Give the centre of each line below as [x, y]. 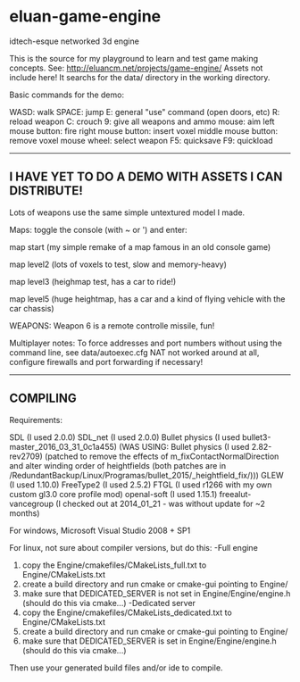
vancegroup [31, 503]
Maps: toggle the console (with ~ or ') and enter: [98, 229]
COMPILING [43, 399]
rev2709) [26, 456]
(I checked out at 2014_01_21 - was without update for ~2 [160, 503]
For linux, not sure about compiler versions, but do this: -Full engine [134, 547]
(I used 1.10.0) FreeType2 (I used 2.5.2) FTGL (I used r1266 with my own [141, 485]
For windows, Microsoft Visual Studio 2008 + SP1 [100, 530]
